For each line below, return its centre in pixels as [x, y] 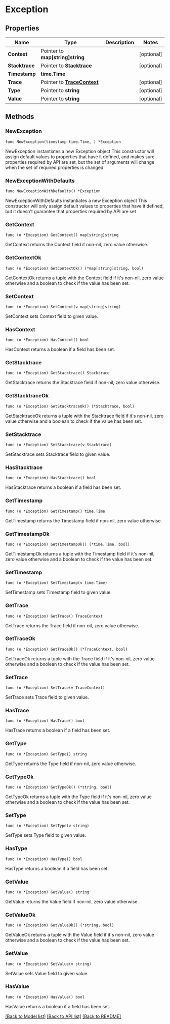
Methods [20, 117]
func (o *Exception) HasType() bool [44, 859]
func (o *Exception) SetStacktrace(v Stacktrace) [59, 445]
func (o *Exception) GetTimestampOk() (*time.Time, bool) [68, 544]
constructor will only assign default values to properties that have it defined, [84, 206]
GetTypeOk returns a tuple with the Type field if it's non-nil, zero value [78, 797]
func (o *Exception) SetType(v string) [47, 826]
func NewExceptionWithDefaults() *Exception [53, 191]
